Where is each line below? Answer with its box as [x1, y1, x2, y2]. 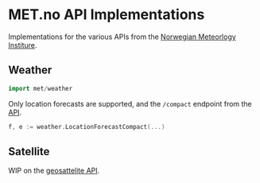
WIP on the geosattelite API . [8, 165, 100, 176]
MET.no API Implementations [8, 6, 205, 24]
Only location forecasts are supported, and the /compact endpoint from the [8, 99, 252, 108]
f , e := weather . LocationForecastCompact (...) [8, 123, 165, 130]
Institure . [8, 40, 37, 49]
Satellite [8, 145, 50, 158]
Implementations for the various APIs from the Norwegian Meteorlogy [8, 32, 236, 41]
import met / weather [8, 84, 73, 92]
